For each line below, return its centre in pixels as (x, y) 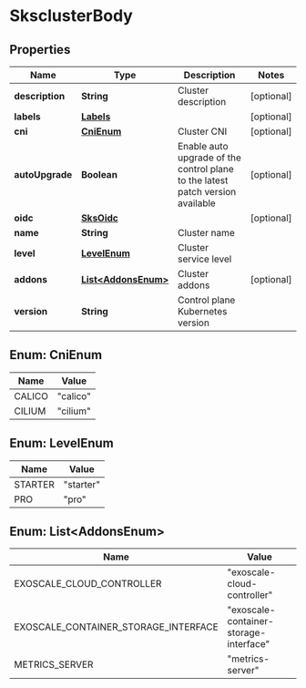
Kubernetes (202, 311)
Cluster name (206, 233)
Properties (40, 50)
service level (204, 259)
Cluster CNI (202, 131)
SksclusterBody (71, 16)
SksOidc (99, 218)
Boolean (99, 175)
